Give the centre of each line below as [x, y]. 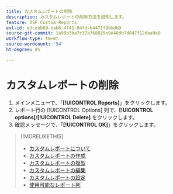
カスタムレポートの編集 [57, 170]
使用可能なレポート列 [55, 185]
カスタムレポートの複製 [57, 163]
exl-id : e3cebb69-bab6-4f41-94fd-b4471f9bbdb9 [64, 28]
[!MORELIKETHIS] [42, 136]
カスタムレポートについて [60, 148]
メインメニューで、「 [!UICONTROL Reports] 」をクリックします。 [92, 102]
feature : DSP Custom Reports [41, 22]
